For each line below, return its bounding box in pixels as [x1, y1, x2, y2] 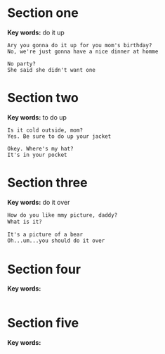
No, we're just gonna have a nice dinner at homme [7, 48, 159, 55]
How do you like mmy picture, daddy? [7, 211, 118, 219]
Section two [7, 90, 79, 106]
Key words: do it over [7, 198, 70, 206]
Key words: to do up [7, 113, 67, 121]
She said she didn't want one [7, 66, 96, 73]
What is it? [7, 218, 42, 225]
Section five [7, 315, 79, 331]
